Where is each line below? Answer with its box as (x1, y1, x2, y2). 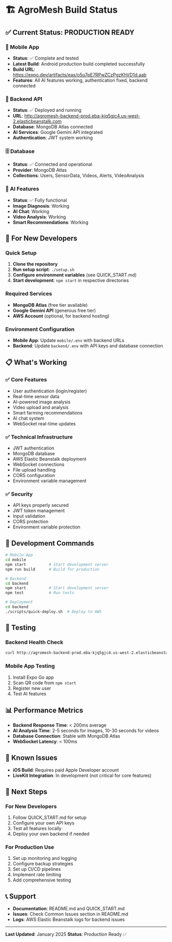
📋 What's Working (5, 358, 68, 367)
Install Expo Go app (12, 674, 54, 680)
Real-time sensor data (12, 393, 60, 399)
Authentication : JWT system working (12, 134, 93, 141)
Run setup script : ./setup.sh (12, 266, 75, 272)
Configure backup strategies (12, 860, 73, 867)
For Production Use (5, 843, 55, 851)
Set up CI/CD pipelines (12, 866, 61, 872)
